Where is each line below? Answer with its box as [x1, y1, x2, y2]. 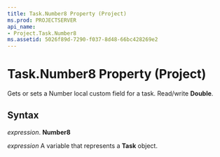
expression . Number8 [7, 128, 71, 136]
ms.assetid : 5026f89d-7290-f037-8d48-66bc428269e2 [7, 36, 158, 43]
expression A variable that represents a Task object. [7, 141, 158, 150]
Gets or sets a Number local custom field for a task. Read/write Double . [7, 89, 214, 98]
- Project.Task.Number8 [7, 29, 77, 37]
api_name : [7, 23, 36, 30]
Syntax [7, 110, 39, 121]
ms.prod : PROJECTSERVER [7, 17, 77, 24]
